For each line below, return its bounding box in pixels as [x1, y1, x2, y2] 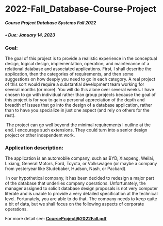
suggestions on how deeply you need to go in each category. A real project [5, 76, 156, 82]
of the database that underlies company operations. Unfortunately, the [5, 180, 146, 186]
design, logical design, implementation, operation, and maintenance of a [5, 60, 149, 66]
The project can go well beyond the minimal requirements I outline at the [6, 122, 151, 128]
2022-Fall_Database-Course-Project [5, 3, 157, 15]
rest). [5, 112, 16, 118]
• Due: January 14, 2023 [5, 32, 55, 38]
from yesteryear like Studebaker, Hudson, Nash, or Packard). [5, 166, 127, 171]
